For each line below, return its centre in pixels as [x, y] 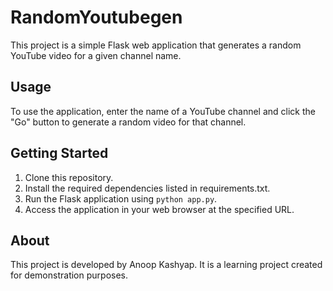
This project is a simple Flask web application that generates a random [156, 45]
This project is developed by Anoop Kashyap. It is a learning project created [166, 265]
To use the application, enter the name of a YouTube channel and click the [163, 111]
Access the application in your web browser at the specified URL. [159, 209]
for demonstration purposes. [69, 275]
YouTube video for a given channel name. [96, 55]
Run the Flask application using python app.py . [121, 198]
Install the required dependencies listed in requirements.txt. [147, 188]
